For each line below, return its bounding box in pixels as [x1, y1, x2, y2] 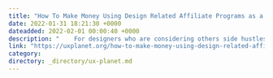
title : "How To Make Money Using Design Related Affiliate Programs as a [8, 11, 264, 20]
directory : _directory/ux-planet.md [8, 58, 132, 66]
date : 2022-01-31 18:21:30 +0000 [8, 19, 122, 28]
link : [8, 42, 27, 50]
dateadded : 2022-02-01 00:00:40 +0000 [8, 27, 140, 35]
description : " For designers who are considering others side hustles [8, 34, 267, 43]
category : [8, 50, 42, 58]
